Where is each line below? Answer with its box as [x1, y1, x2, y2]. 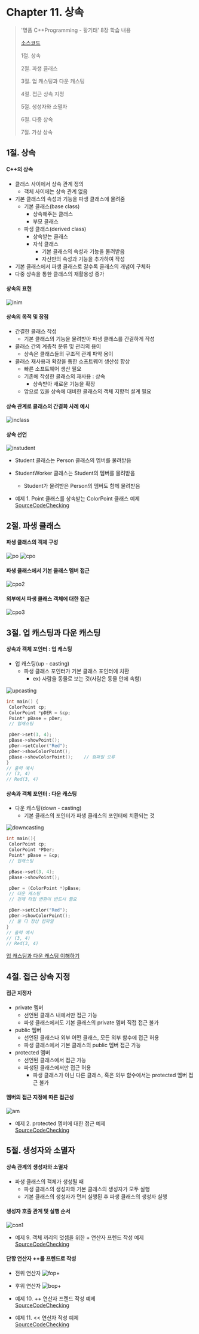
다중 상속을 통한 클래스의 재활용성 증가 [14, 270, 105, 277]
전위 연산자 [14, 1270, 41, 1277]
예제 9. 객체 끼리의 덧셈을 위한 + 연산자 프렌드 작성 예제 [14, 1234, 145, 1241]
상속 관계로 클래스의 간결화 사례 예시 [6, 403, 90, 410]
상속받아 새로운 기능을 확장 [32, 380, 96, 387]
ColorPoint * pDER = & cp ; [8, 709, 71, 716]
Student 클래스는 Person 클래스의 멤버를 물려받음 [14, 457, 131, 464]
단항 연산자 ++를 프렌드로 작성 [6, 1255, 76, 1262]
